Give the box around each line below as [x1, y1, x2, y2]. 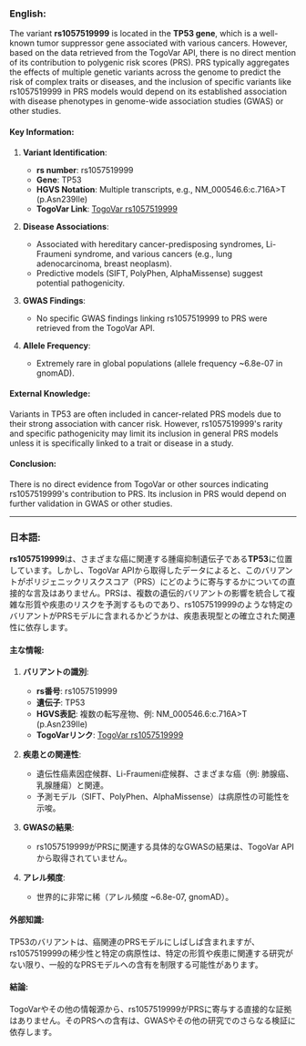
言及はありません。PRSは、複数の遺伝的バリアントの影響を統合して [33, 587, 288, 599]
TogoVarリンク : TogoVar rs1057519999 [36, 730, 184, 740]
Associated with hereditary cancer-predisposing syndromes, [36, 238, 264, 249]
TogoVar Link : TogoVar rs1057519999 [36, 203, 178, 214]
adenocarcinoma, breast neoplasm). [36, 258, 173, 269]
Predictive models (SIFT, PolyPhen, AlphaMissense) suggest [36, 267, 263, 278]
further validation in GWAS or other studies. [9, 498, 173, 509]
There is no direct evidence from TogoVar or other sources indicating [9, 478, 269, 490]
